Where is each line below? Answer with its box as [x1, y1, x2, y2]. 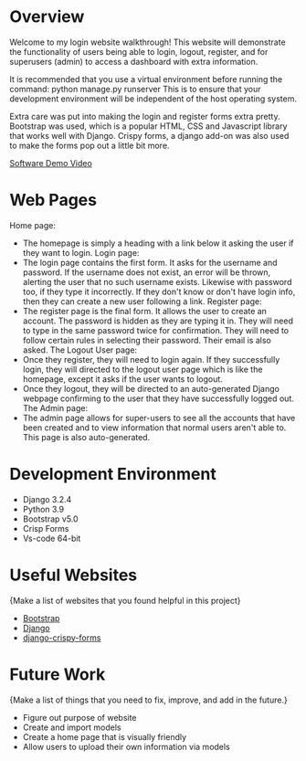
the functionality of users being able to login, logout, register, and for [9, 46, 269, 57]
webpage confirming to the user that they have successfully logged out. [22, 393, 294, 404]
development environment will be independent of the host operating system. [9, 93, 297, 104]
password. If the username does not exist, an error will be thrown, [22, 267, 271, 278]
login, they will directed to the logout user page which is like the [22, 364, 263, 375]
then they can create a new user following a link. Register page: [22, 295, 262, 307]
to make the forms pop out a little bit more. [9, 140, 170, 151]
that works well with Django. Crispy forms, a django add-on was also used [9, 130, 290, 141]
